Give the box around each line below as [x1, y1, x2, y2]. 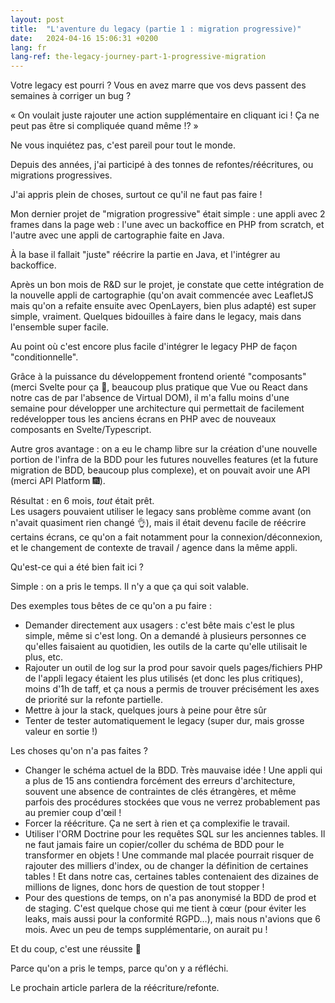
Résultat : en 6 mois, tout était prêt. [10, 495, 155, 507]
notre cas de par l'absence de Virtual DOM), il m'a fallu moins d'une [10, 392, 290, 404]
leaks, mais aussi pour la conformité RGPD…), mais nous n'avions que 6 [24, 913, 321, 925]
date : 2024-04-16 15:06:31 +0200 [10, 33, 159, 43]
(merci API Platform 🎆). [10, 475, 106, 487]
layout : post [10, 14, 65, 25]
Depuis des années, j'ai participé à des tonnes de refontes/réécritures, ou [10, 159, 314, 171]
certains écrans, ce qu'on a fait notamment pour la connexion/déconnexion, [10, 531, 323, 543]
